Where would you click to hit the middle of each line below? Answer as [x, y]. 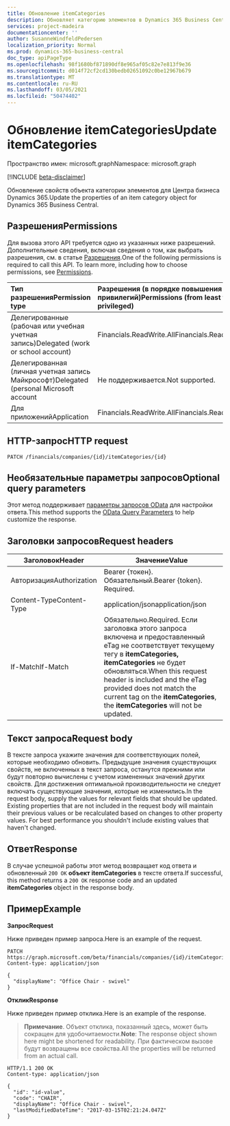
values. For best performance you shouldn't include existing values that [108, 820]
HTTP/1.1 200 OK [30, 1068]
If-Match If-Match [40, 667]
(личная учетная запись [51, 371]
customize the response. [42, 520]
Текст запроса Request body [70, 738]
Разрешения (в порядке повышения [160, 288]
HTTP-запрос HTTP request [68, 441]
